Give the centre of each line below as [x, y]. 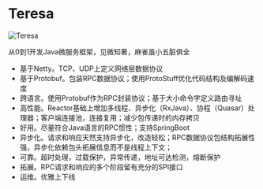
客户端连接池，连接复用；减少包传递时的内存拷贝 [120, 117]
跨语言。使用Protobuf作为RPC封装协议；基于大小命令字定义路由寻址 [131, 98]
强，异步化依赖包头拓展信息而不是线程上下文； [96, 147]
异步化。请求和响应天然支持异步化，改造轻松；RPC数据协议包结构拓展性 [137, 137]
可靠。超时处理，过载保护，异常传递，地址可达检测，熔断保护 [120, 157]
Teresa [31, 14]
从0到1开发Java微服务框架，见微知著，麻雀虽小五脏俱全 [99, 51]
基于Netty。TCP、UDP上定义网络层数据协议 [91, 69]
